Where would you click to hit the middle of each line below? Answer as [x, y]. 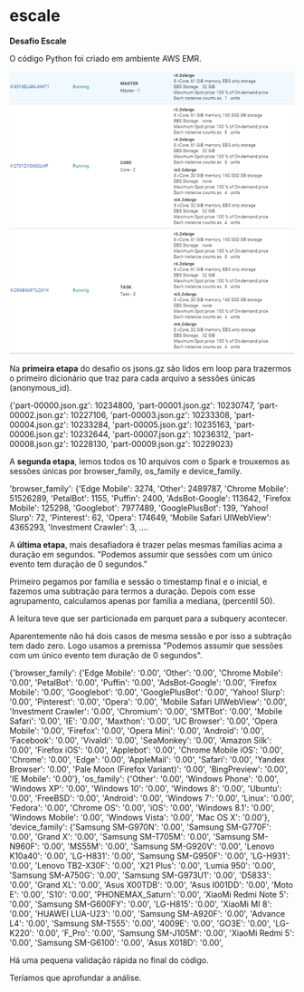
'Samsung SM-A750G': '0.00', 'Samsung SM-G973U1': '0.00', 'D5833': [140, 875]
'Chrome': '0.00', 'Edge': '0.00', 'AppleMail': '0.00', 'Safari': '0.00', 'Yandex [147, 759]
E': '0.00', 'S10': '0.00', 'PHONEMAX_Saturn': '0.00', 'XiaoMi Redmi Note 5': [149, 894]
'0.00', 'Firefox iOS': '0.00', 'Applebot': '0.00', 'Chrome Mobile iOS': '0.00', [147, 750]
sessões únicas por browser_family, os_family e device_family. [126, 471]
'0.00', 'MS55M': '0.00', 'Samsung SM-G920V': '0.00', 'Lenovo [158, 846]
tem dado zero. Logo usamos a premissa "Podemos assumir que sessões [146, 646]
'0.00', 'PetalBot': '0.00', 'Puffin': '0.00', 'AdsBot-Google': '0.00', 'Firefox [143, 682]
